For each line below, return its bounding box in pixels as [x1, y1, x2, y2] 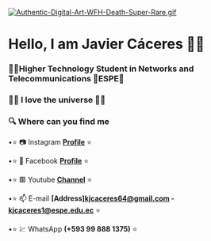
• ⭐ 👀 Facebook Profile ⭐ [8, 156, 90, 166]
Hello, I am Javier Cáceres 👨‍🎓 [8, 36, 205, 53]
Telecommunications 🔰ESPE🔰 [8, 73, 125, 85]
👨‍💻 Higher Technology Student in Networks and [8, 63, 194, 74]
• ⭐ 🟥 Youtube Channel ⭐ [8, 175, 93, 185]
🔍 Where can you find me [8, 115, 109, 126]
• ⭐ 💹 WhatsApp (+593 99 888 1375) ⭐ [8, 224, 138, 234]
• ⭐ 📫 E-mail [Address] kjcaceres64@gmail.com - [8, 194, 175, 203]
